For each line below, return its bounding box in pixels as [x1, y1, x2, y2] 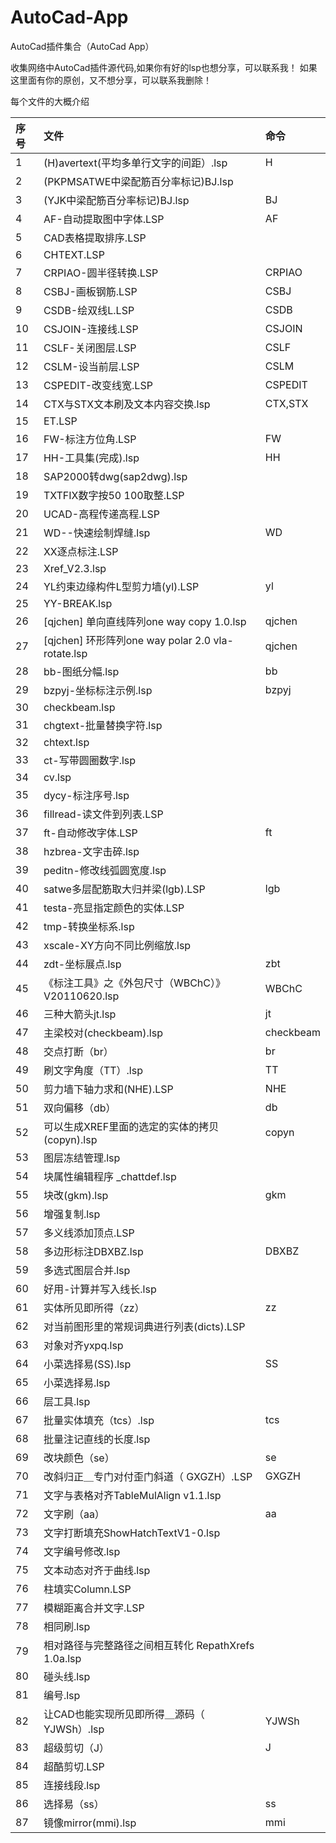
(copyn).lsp [43, 1132, 98, 1146]
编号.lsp [43, 1688, 81, 1702]
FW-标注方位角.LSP [43, 432, 137, 446]
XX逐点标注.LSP [43, 544, 119, 558]
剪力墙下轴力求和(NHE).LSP [43, 1082, 174, 1096]
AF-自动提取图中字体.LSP [43, 212, 165, 226]
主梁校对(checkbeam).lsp [43, 1026, 163, 1040]
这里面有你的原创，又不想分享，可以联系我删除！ [10, 74, 212, 86]
